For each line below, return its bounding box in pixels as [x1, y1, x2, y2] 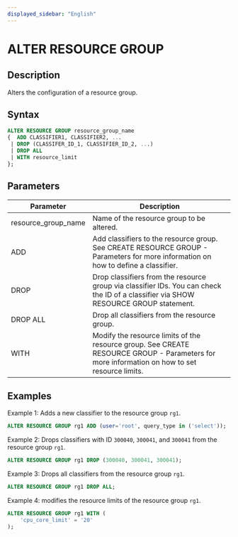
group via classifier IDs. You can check [92, 281, 222, 291]
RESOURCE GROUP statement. [92, 298, 195, 308]
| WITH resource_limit [10, 153, 78, 161]
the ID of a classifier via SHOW [92, 289, 195, 299]
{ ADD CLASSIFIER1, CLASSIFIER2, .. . [7, 134, 122, 141]
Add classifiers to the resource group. [92, 234, 218, 244]
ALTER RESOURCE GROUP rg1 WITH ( [7, 509, 106, 517]
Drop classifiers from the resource [92, 271, 207, 281]
